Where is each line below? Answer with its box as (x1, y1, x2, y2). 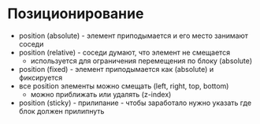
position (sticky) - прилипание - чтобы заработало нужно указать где (18, 98, 252, 107)
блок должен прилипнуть (18, 106, 105, 115)
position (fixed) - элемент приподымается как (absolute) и (18, 64, 214, 73)
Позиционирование (7, 5, 144, 23)
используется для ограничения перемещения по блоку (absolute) (30, 56, 253, 66)
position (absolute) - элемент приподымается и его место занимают (18, 31, 249, 40)
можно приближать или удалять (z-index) (30, 89, 172, 99)
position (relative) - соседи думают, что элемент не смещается (18, 47, 230, 57)
